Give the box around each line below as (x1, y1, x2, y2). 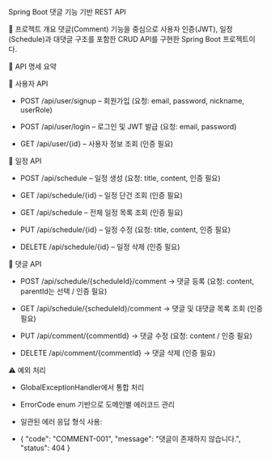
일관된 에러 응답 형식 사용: (19, 417, 103, 426)
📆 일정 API (8, 156, 42, 166)
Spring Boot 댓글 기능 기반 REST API (8, 7, 127, 16)
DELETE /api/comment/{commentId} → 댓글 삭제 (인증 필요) (19, 348, 216, 357)
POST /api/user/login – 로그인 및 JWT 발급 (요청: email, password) (19, 122, 237, 131)
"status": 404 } (19, 443, 70, 453)
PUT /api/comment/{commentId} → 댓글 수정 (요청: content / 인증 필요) (19, 331, 253, 340)
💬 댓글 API (8, 260, 42, 268)
